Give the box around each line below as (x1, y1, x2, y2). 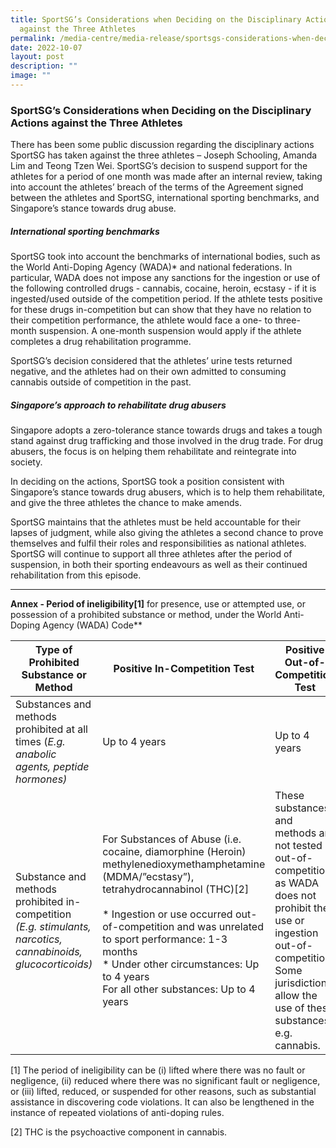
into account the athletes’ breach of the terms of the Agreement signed (10, 181, 304, 193)
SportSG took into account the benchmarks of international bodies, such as (10, 251, 321, 263)
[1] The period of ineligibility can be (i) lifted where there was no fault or (10, 1064, 306, 1076)
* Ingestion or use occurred (102, 907, 233, 921)
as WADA (274, 876, 319, 890)
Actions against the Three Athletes (10, 116, 183, 130)
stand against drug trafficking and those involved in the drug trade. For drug (10, 435, 324, 447)
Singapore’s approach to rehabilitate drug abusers (10, 399, 227, 411)
